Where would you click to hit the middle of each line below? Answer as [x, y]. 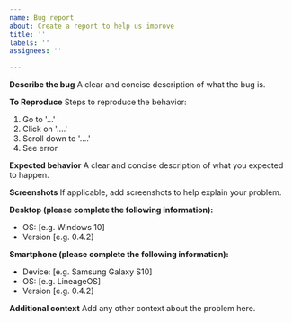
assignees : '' [36, 51]
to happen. [29, 175]
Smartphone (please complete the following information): [119, 255]
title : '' [28, 34]
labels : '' [30, 43]
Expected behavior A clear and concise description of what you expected [146, 165]
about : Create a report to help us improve [92, 26]
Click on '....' [45, 129]
